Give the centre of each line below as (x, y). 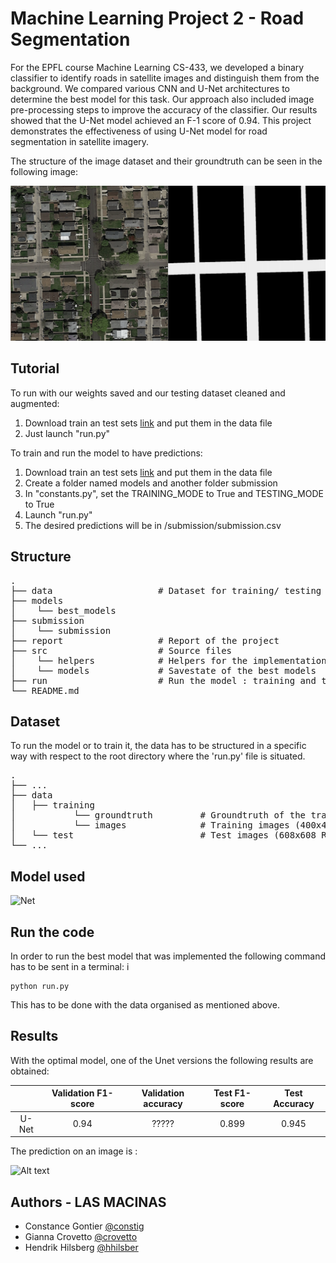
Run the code (52, 932)
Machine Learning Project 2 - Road (157, 18)
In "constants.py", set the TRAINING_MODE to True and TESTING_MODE (174, 493)
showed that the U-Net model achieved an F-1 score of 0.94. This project (161, 120)
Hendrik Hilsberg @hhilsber (81, 1247)
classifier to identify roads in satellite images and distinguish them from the (165, 78)
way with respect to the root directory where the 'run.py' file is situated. (158, 756)
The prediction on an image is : (74, 1151)
